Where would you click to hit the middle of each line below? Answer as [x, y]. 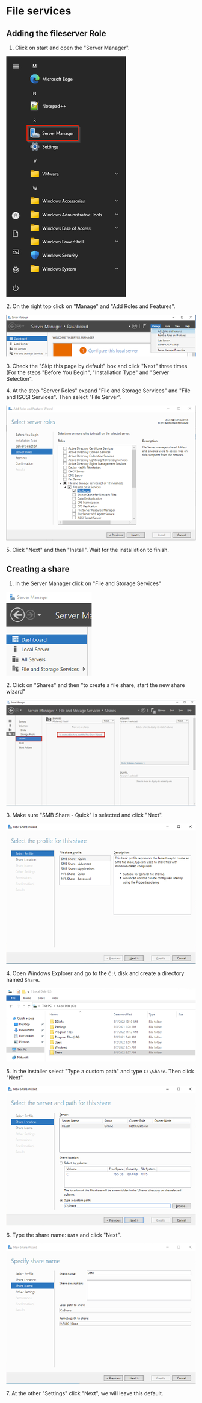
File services [39, 11]
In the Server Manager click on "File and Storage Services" [88, 583]
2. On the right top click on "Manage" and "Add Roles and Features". [91, 306]
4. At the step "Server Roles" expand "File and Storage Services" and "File [98, 391]
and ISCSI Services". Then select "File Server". [64, 397]
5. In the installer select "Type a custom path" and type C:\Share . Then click [100, 1071]
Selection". [20, 379]
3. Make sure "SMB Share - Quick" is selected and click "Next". [85, 815]
